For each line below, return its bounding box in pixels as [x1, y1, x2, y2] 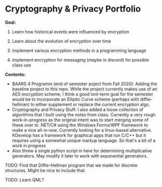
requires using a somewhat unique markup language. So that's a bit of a [12, 137, 156, 143]
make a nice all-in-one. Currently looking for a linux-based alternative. [12, 127, 152, 133]
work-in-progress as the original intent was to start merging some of [12, 117, 149, 123]
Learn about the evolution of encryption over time [12, 38, 111, 44]
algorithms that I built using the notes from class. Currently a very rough [12, 111, 156, 117]
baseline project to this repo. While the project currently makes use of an [12, 86, 158, 92]
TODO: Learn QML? [5, 177, 44, 183]
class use [12, 62, 31, 68]
